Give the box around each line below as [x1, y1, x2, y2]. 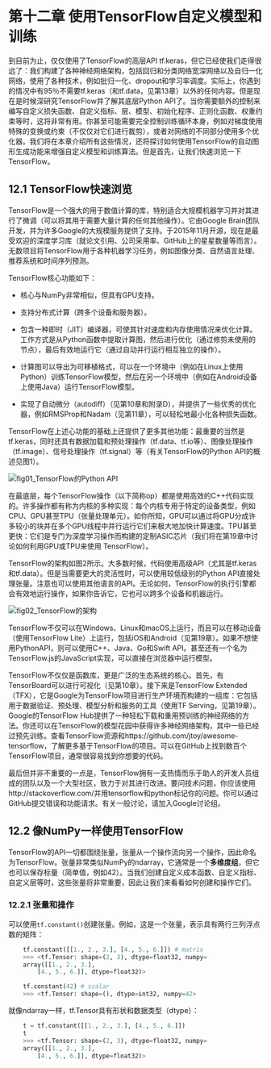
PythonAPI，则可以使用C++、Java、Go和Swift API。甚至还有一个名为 [15, 643, 248, 653]
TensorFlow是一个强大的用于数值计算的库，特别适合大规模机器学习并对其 [8, 205, 252, 215]
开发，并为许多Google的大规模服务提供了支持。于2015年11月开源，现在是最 [8, 225, 260, 235]
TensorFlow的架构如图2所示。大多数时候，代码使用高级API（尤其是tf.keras [8, 558, 257, 568]
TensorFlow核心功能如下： [8, 273, 97, 282]
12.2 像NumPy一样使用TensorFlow [8, 824, 184, 838]
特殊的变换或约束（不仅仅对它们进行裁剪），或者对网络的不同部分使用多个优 [8, 126, 260, 136]
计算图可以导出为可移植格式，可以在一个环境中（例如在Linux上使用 [19, 361, 244, 371]
